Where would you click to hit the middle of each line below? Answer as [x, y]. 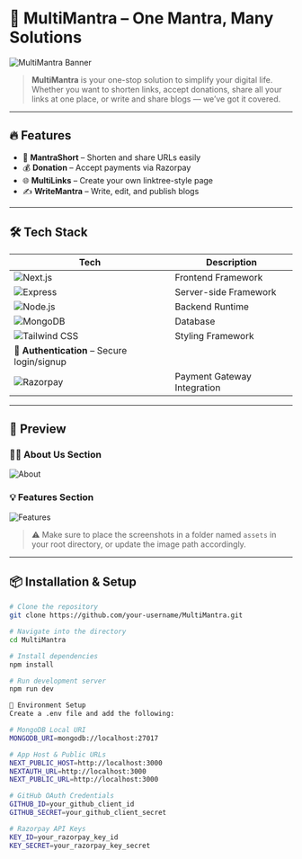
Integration [198, 388]
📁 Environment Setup [48, 705]
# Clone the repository [54, 607]
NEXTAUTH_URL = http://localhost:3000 [78, 771]
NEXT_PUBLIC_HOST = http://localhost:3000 [86, 763]
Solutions [46, 37]
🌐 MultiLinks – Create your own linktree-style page [118, 180]
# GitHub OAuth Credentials [62, 796]
